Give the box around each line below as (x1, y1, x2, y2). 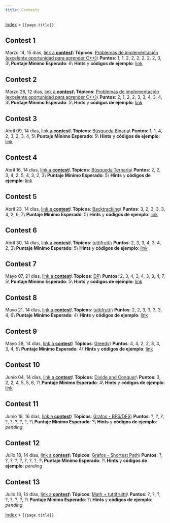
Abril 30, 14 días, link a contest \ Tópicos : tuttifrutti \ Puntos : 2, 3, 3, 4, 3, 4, (5, 240, 161, 246)
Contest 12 (5, 439, 40, 447)
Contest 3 (5, 114, 37, 123)
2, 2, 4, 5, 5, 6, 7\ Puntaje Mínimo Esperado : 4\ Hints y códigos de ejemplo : (5, 380, 165, 386)
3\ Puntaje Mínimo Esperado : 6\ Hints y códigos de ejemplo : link (5, 61, 143, 67)
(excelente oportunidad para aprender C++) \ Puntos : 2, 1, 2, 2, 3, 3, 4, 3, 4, (5, 94, 162, 100)
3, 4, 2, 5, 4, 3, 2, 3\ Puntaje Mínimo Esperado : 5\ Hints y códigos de (5, 172, 151, 178)
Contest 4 (5, 153, 38, 162)
